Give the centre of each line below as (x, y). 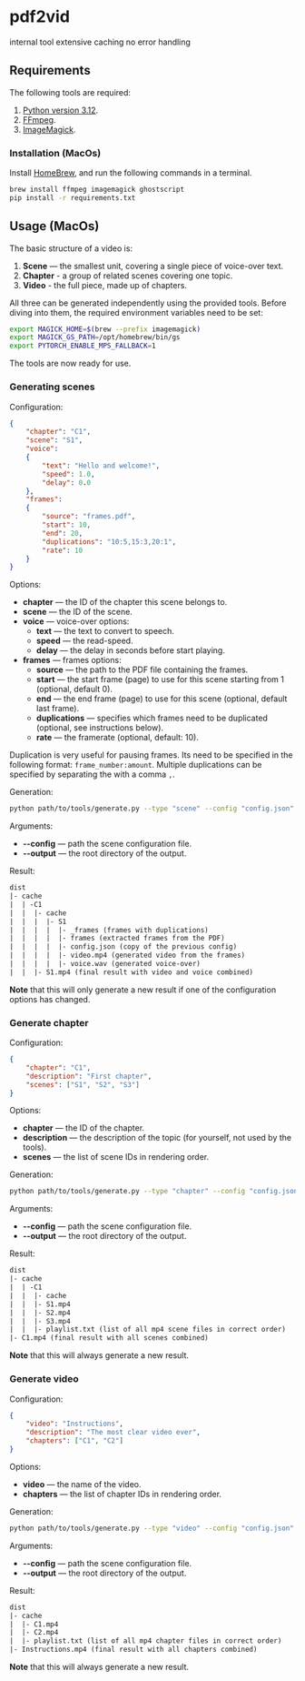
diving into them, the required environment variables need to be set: (136, 312)
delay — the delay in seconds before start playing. (130, 650)
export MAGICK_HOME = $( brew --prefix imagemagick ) (105, 329)
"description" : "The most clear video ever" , (113, 1433)
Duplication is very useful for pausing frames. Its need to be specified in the (151, 755)
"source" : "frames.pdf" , (89, 517)
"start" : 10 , (67, 525)
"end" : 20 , (63, 533)
